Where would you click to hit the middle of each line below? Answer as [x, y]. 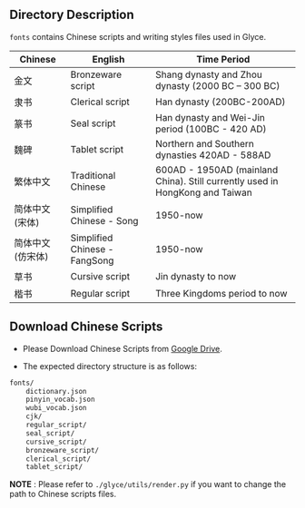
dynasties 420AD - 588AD [213, 155]
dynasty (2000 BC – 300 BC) [218, 85]
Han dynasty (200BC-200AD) [221, 102]
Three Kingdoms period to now [221, 293]
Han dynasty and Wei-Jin [210, 117]
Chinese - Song [104, 220]
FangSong [92, 260]
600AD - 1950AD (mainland [217, 170]
